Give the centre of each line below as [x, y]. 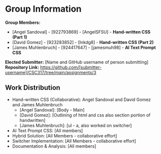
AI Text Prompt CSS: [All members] [47, 131]
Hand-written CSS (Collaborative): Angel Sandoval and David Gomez [81, 99]
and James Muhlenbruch [37, 105]
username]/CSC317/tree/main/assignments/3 [51, 72]
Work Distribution [33, 88]
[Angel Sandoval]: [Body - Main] [52, 110]
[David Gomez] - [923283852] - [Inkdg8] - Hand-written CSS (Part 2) [83, 42]
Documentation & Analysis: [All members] [54, 146]
